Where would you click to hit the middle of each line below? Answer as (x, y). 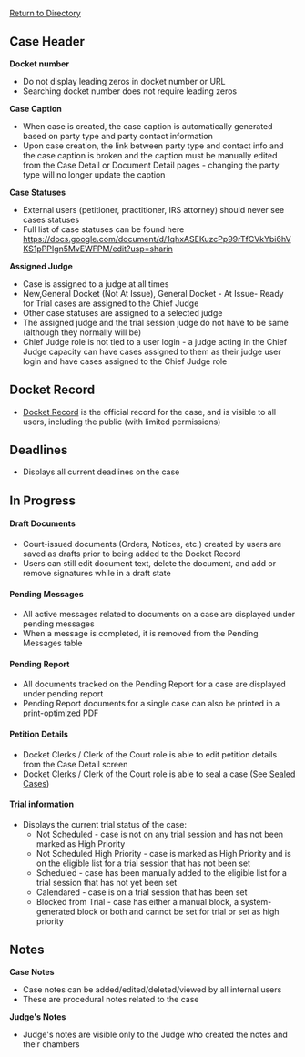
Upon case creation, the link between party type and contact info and (153, 146)
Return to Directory (46, 13)
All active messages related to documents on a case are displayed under (159, 615)
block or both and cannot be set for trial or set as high (178, 911)
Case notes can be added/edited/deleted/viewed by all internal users (152, 989)
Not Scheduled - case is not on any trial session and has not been (160, 834)
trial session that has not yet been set (107, 882)
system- (256, 901)
